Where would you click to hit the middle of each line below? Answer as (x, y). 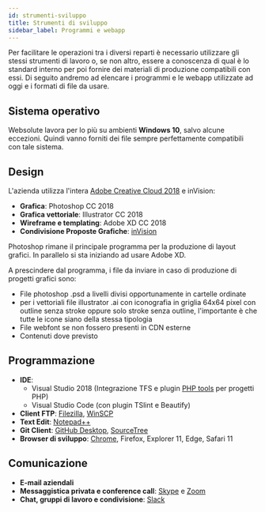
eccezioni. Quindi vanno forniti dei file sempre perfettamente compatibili (126, 138)
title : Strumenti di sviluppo (58, 23)
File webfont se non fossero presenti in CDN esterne (105, 328)
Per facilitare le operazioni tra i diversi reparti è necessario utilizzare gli (124, 53)
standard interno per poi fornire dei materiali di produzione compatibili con (129, 70)
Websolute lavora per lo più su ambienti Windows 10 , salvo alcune (117, 130)
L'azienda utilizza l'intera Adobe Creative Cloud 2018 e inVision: (112, 191)
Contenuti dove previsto (59, 336)
